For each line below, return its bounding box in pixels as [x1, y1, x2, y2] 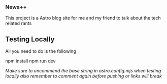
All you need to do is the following [5, 48, 76, 54]
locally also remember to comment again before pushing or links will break [5, 73, 162, 79]
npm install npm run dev [5, 58, 56, 64]
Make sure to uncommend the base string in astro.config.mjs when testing [5, 68, 161, 74]
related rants [5, 20, 32, 26]
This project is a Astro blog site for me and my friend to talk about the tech [5, 15, 161, 21]
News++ [5, 4, 27, 11]
